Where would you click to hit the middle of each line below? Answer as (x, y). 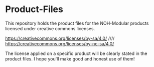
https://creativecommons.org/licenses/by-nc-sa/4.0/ (60, 43)
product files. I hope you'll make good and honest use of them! (70, 58)
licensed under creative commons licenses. (50, 28)
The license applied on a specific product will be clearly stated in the (76, 53)
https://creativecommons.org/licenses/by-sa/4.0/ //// (60, 38)
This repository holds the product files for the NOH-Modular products (77, 23)
